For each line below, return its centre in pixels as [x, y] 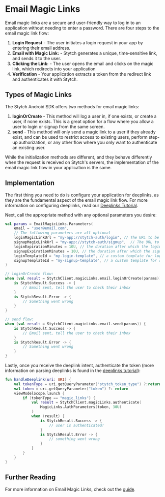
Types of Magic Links [39, 95]
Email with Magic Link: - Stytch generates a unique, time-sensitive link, [85, 53]
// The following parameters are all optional [62, 233]
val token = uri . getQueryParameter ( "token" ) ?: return [71, 389]
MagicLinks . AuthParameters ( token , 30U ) [81, 407]
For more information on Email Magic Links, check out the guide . [70, 489]
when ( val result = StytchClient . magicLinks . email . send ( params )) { [76, 324]
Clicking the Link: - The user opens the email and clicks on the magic [83, 63]
